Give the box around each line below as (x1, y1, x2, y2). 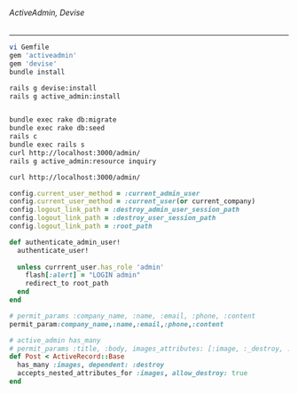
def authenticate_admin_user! (9, 238, 122, 247)
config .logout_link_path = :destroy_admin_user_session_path (9, 205, 240, 215)
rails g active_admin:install (9, 91, 122, 101)
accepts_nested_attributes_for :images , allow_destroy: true (17, 369, 248, 378)
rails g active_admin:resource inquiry (9, 156, 157, 166)
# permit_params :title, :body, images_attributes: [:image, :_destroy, (9, 344, 284, 353)
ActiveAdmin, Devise (9, 7, 85, 18)
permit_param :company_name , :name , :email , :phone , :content (9, 319, 224, 328)
